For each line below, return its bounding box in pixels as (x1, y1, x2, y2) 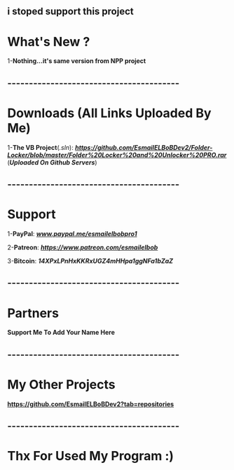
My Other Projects (7, 376, 116, 392)
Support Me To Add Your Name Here (7, 329, 116, 337)
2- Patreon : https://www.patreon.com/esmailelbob (7, 243, 158, 251)
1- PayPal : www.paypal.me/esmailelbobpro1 (7, 229, 137, 237)
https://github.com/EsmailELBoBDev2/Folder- (74, 143, 213, 151)
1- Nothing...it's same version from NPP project (7, 57, 146, 65)
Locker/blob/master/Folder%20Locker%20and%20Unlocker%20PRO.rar (7, 151, 227, 159)
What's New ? (7, 34, 90, 50)
